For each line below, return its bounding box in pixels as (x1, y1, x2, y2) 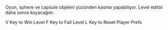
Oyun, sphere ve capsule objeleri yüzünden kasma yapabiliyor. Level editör (5, 4, 163, 10)
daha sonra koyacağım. (5, 9, 55, 15)
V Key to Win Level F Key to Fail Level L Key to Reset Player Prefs (5, 19, 142, 25)
